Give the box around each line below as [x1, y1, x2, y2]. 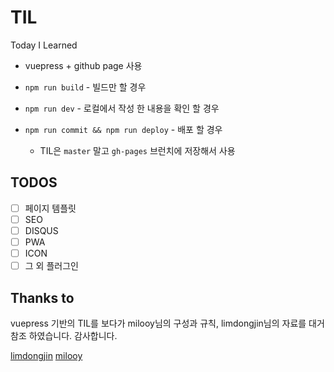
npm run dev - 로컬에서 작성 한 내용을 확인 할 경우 [24, 102, 220, 114]
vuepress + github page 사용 [24, 59, 143, 71]
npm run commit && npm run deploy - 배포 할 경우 [24, 123, 223, 135]
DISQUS [24, 224, 59, 236]
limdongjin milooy [10, 349, 83, 361]
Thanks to [10, 289, 75, 306]
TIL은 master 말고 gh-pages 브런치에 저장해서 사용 [39, 144, 236, 156]
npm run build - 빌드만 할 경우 [24, 81, 147, 93]
